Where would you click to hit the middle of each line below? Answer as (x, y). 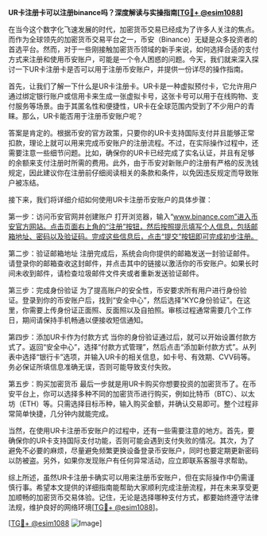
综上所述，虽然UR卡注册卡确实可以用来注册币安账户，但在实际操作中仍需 (128, 477)
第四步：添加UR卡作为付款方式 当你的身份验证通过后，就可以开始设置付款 (129, 337)
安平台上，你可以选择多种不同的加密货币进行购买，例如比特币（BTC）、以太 (132, 394)
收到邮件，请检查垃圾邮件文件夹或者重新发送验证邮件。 (112, 273)
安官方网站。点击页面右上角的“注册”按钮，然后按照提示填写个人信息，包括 (130, 227)
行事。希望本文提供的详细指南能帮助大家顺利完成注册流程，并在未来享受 (133, 487)
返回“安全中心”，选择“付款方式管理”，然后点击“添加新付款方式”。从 (139, 347)
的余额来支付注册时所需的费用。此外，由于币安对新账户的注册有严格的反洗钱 (133, 163)
